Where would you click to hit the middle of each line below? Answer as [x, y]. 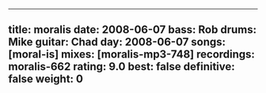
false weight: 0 [46, 79]
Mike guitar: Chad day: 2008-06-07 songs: [117, 42]
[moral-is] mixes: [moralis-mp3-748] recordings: [132, 55]
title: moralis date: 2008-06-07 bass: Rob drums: [133, 30]
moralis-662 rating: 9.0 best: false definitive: [122, 67]
